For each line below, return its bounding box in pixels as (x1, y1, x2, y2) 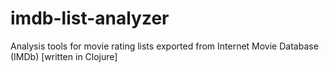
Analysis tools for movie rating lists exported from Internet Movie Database (10, 40, 319, 52)
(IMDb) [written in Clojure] (10, 50, 118, 62)
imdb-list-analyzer (10, 7, 170, 30)
